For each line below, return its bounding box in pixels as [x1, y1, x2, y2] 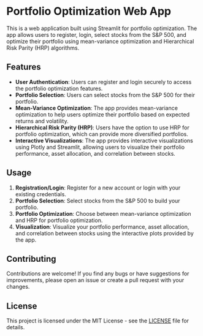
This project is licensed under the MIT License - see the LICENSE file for [6, 317, 189, 324]
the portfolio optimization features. [15, 85, 103, 92]
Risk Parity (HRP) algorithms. [6, 44, 80, 52]
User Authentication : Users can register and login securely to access [15, 78, 192, 85]
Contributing [6, 253, 56, 264]
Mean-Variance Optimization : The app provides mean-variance [15, 104, 178, 112]
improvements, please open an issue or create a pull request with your [6, 277, 185, 284]
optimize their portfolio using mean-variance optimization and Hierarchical [6, 37, 194, 45]
